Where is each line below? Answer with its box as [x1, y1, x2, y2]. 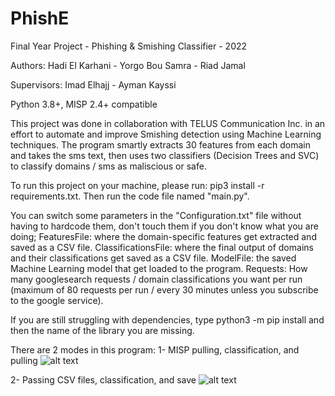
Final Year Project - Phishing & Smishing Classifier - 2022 [10, 40, 248, 52]
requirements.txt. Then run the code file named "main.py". [10, 190, 250, 202]
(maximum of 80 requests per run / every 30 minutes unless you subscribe [10, 283, 319, 296]
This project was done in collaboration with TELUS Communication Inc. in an [10, 117, 326, 129]
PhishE [10, 7, 70, 30]
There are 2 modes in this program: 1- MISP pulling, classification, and [10, 343, 300, 356]
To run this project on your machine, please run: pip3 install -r [10, 179, 265, 191]
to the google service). [10, 294, 104, 306]
